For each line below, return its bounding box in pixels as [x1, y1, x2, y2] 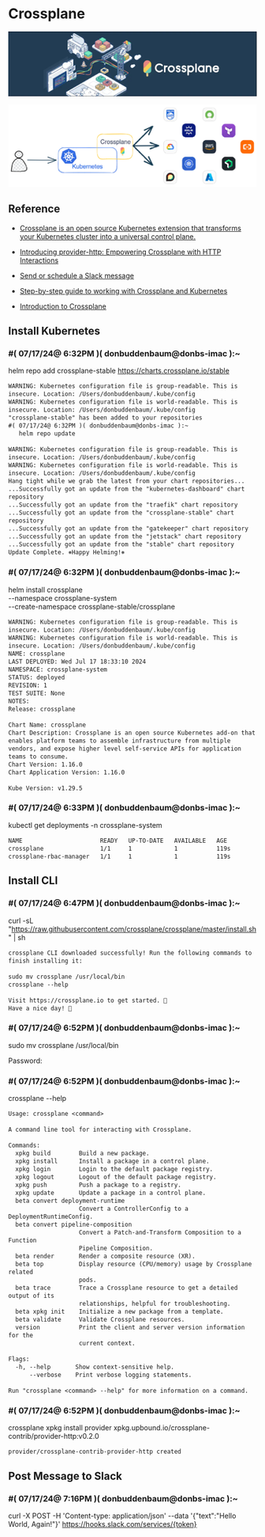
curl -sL [8, 916, 34, 925]
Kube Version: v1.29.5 [8, 784, 83, 792]
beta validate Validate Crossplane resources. [15, 1315, 185, 1324]
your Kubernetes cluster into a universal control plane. [19, 231, 196, 241]
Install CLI [8, 874, 58, 887]
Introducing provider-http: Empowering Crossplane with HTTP [19, 247, 222, 256]
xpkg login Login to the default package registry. [15, 1165, 214, 1174]
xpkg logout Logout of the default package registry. [15, 1173, 217, 1182]
